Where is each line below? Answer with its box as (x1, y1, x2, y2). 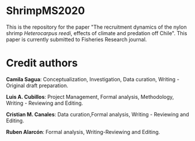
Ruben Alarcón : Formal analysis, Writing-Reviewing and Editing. (6, 128, 161, 135)
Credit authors (6, 57, 78, 70)
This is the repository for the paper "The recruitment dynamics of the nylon (6, 23, 187, 30)
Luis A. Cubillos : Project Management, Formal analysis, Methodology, (6, 93, 174, 100)
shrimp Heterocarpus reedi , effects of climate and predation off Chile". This (6, 29, 187, 36)
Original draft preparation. (6, 82, 69, 89)
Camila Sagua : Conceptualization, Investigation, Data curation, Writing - (6, 75, 180, 82)
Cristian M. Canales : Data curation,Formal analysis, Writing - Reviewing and (6, 111, 190, 118)
